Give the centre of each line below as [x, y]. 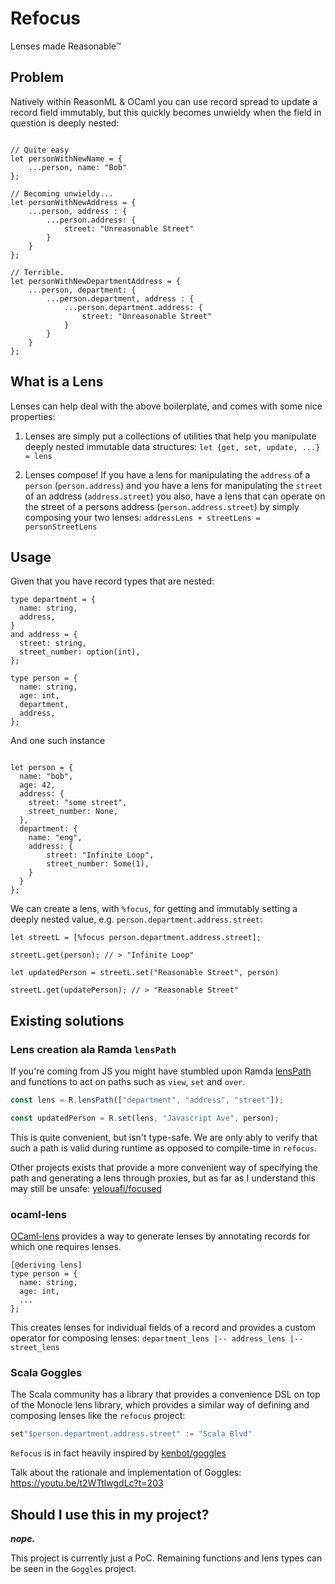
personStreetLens [61, 527]
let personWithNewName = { [66, 158]
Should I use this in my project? [110, 1514]
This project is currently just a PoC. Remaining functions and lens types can [166, 1558]
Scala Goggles [46, 1373]
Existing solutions [67, 1020]
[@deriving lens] [46, 1265]
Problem [37, 77]
